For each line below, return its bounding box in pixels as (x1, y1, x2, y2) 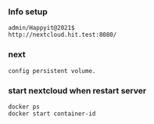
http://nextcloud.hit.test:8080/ (8, 31, 117, 39)
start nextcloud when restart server (8, 85, 147, 96)
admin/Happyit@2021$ (8, 24, 76, 32)
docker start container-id (8, 109, 96, 118)
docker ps (8, 103, 41, 111)
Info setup (8, 6, 48, 17)
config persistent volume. (8, 67, 96, 75)
